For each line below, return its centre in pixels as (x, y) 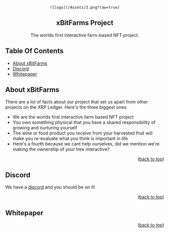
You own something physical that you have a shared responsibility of (84, 122)
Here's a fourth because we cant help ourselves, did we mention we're (86, 144)
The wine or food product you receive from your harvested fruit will (82, 133)
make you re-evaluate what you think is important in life (70, 138)
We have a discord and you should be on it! (50, 187)
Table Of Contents (35, 51)
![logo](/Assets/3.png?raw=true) (85, 8)
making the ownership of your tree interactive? (61, 149)
